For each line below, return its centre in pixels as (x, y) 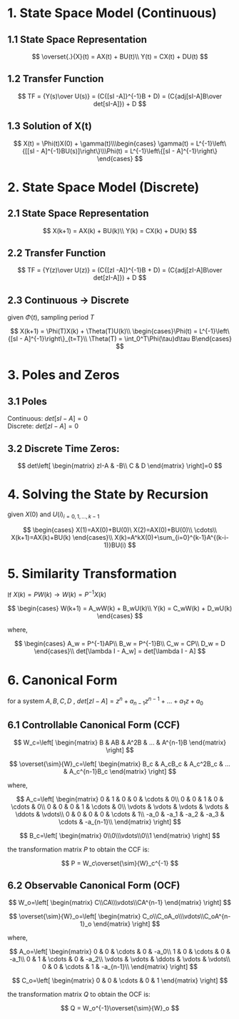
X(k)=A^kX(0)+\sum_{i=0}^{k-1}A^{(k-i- (172, 537)
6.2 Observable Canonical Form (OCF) (94, 885)
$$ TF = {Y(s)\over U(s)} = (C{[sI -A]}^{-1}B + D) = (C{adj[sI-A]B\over (120, 96)
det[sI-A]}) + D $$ (120, 103)
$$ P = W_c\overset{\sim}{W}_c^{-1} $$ (120, 863)
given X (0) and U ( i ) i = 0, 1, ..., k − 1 (54, 515)
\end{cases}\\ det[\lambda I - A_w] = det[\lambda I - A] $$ (120, 651)
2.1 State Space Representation (78, 214)
